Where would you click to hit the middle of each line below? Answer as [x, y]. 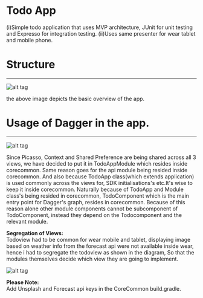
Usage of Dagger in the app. [78, 123]
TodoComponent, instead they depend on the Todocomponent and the [94, 215]
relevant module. [27, 221]
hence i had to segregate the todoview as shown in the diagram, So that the [100, 252]
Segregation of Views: [35, 233]
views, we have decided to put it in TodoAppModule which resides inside [97, 163]
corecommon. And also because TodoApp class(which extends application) [100, 177]
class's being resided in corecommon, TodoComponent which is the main [98, 196]
